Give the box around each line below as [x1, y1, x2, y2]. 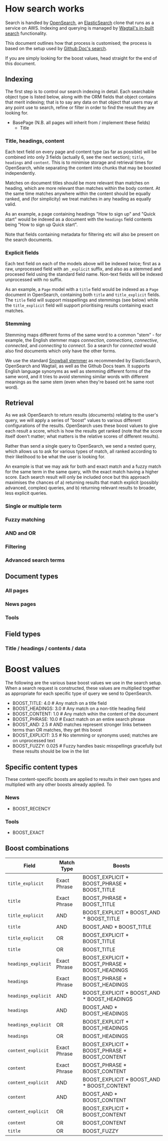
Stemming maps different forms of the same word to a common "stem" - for [5, 332, 161, 338]
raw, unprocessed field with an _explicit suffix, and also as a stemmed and [5, 266, 161, 272]
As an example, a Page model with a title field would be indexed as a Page [5, 286, 158, 292]
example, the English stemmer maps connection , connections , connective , [5, 337, 158, 343]
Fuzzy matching [5, 516, 45, 523]
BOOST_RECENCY [12, 805, 51, 811]
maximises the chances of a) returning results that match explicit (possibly [5, 479, 159, 485]
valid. [5, 201, 16, 208]
